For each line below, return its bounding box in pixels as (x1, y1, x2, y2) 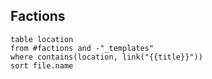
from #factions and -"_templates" (10, 43, 155, 53)
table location (10, 34, 74, 44)
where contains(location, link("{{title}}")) (10, 52, 203, 62)
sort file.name (10, 60, 74, 71)
